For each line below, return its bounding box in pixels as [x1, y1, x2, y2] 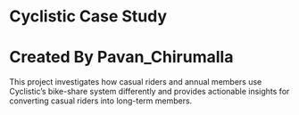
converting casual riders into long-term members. [9, 95, 193, 106]
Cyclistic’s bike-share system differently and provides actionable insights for [9, 86, 290, 97]
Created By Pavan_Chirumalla [9, 47, 234, 68]
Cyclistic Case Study [9, 6, 168, 27]
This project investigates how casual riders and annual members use [9, 77, 262, 87]
